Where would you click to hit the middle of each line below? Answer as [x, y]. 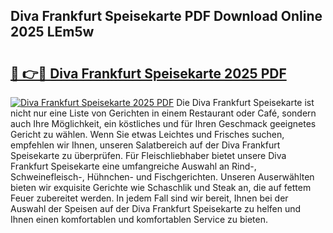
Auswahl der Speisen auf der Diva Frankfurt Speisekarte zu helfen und [156, 208]
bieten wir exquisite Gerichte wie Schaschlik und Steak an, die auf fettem [161, 187]
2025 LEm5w [52, 32]
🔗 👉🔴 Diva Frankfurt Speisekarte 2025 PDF [148, 73]
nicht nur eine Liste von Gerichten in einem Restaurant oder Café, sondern [163, 113]
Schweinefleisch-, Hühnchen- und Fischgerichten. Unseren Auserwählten [162, 177]
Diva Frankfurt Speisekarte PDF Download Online [166, 16]
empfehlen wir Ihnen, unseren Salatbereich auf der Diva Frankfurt [145, 145]
